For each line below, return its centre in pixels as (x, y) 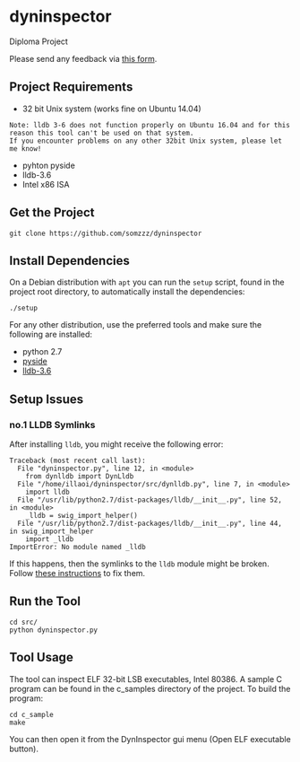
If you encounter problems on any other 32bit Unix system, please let (146, 141)
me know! (26, 149)
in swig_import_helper (51, 531)
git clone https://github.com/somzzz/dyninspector (106, 233)
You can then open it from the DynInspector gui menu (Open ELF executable (150, 739)
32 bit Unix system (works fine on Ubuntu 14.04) (111, 109)
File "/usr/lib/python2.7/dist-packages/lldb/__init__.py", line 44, (150, 524)
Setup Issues (46, 399)
